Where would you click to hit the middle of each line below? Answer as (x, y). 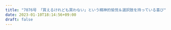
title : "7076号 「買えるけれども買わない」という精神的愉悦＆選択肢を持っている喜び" (86, 10)
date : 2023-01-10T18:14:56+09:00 (41, 15)
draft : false (19, 19)
